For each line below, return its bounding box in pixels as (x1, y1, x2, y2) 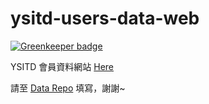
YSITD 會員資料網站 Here (10, 60, 115, 72)
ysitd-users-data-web (10, 7, 200, 30)
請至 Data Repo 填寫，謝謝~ (10, 82, 126, 94)
